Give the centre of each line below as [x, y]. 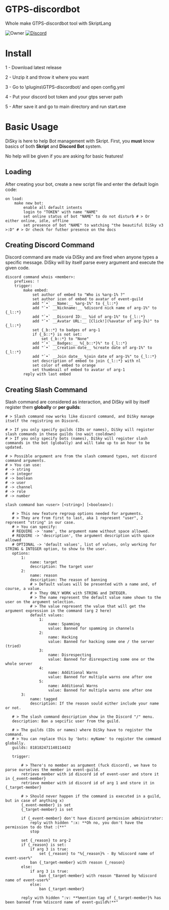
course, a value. [23, 589]
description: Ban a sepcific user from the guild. [66, 721]
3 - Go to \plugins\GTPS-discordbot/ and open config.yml [65, 87]
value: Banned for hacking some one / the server [101, 642]
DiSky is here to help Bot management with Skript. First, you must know [80, 141]
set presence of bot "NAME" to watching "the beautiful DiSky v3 [94, 225]
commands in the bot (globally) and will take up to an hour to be [78, 443]
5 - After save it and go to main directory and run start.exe [66, 106]
